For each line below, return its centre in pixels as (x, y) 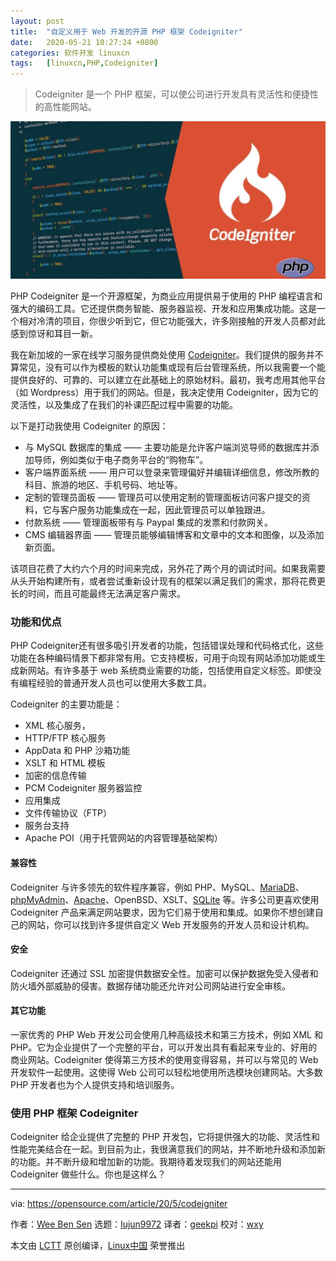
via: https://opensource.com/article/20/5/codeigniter (119, 1204)
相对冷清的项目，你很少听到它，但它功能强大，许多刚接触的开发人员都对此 (172, 321)
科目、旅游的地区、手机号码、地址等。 (103, 485)
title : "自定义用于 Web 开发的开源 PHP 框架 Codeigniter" (126, 31)
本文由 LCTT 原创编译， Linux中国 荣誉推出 (98, 1246)
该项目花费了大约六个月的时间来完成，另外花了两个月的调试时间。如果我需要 (168, 569)
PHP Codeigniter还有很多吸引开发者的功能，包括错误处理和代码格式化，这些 (167, 646)
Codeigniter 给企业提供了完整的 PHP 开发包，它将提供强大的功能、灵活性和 (165, 1137)
